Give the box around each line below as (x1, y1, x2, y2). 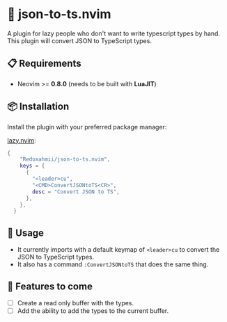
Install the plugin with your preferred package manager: (7, 122, 167, 131)
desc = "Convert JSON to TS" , (32, 188, 120, 195)
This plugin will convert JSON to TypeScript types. (7, 36, 152, 45)
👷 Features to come (7, 280, 93, 292)
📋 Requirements (7, 58, 81, 70)
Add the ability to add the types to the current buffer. (17, 307, 169, 315)
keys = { (19, 163, 45, 170)
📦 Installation (7, 101, 70, 113)
